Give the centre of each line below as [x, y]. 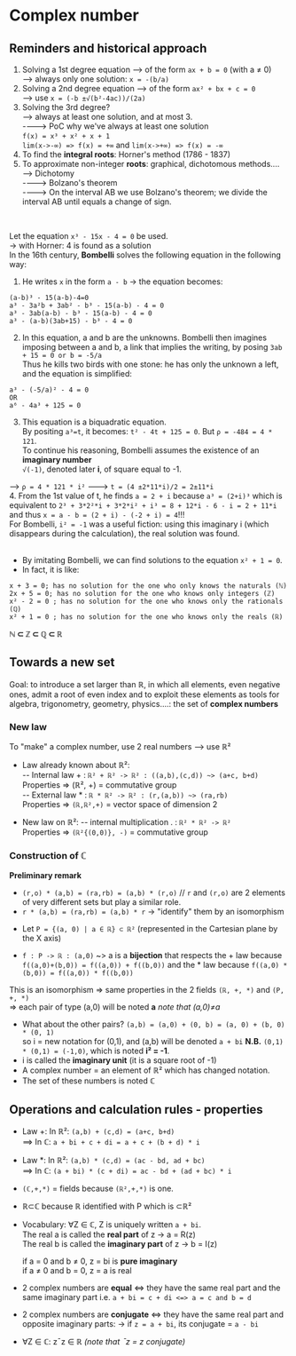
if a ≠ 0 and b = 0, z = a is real [77, 1271]
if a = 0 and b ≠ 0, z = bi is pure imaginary [100, 1261]
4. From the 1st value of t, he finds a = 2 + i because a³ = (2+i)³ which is [146, 496]
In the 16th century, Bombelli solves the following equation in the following [145, 255]
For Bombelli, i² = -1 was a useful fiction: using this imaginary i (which [139, 524]
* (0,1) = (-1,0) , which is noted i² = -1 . [96, 1051]
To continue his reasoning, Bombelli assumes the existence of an [140, 450]
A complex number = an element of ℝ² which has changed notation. [146, 1070]
